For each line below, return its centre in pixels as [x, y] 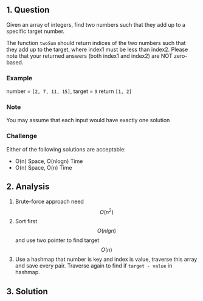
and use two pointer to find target [57, 240]
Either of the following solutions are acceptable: [66, 149]
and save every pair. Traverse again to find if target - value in [94, 266]
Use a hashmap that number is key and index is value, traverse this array [106, 259]
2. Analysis [28, 187]
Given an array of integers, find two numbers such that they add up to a [96, 24]
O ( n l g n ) [107, 231]
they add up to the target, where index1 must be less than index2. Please [97, 49]
